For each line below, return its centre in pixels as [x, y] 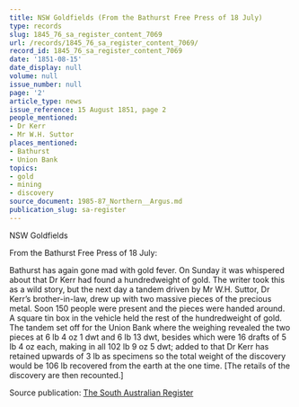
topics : [24, 168]
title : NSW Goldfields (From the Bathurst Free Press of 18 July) [136, 18]
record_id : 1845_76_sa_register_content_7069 [96, 51]
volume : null [34, 76]
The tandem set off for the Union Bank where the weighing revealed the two [150, 327]
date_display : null [46, 68]
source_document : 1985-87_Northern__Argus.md [96, 202]
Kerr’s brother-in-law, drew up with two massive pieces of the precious [141, 298]
